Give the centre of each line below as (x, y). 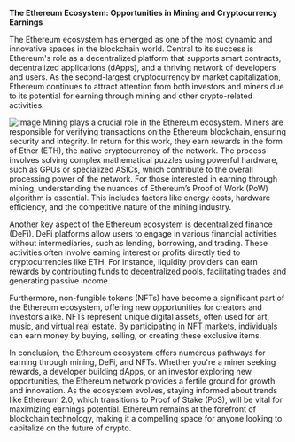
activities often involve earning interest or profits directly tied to (125, 252)
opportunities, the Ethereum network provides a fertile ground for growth (142, 381)
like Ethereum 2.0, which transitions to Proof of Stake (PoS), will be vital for (146, 399)
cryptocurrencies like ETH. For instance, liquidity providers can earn (134, 262)
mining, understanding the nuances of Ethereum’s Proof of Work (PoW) (139, 188)
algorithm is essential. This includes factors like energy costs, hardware (140, 198)
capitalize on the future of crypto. (70, 428)
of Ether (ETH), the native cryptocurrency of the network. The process (138, 151)
